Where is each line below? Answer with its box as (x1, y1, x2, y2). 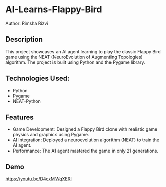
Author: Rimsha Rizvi (5, 20, 48, 26)
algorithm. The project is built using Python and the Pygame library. (5, 59, 145, 65)
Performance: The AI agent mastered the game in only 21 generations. (12, 148, 159, 154)
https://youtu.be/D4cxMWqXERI (5, 176, 72, 182)
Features (5, 113, 34, 121)
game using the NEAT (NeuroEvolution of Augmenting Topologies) (5, 54, 143, 60)
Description (5, 35, 43, 44)
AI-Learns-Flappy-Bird (5, 4, 102, 15)
